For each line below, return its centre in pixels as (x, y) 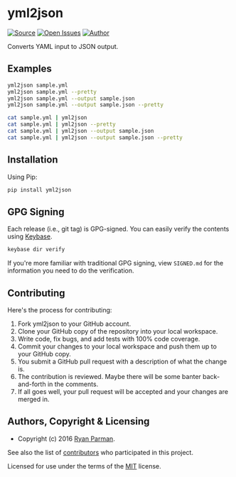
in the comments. (73, 384)
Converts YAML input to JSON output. (63, 46)
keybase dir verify (36, 250)
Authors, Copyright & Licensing (79, 421)
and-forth (32, 384)
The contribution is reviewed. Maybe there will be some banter (109, 376)
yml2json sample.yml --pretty (52, 92)
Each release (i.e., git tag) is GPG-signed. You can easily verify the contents (118, 229)
